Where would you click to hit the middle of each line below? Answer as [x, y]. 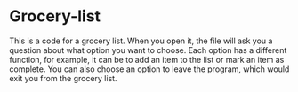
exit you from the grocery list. [63, 78]
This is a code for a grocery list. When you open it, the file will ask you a [141, 41]
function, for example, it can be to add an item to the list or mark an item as [147, 59]
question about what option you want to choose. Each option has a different [148, 50]
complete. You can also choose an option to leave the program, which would [149, 69]
